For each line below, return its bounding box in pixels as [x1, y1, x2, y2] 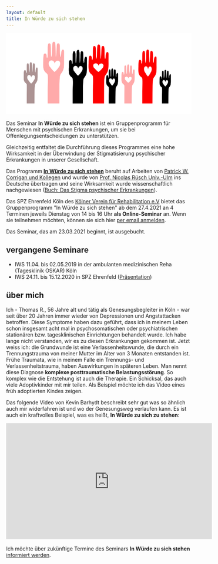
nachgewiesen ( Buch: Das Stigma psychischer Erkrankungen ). [6, 186, 157, 193]
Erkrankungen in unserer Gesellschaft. [6, 156, 99, 163]
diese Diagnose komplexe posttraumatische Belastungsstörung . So [6, 368, 173, 375]
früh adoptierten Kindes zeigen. [6, 387, 83, 394]
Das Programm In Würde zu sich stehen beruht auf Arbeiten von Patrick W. [6, 167, 189, 174]
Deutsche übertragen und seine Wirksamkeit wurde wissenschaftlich [6, 180, 173, 187]
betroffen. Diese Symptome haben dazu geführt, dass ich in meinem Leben [6, 318, 188, 325]
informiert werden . [6, 551, 51, 558]
